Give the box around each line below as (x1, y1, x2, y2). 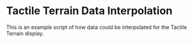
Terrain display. (6, 29, 44, 37)
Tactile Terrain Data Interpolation (6, 4, 173, 18)
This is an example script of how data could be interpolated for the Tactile (6, 24, 188, 31)
